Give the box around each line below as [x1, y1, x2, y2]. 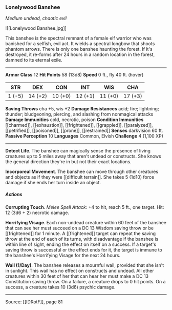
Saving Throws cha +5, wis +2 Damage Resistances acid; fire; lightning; [5, 106, 160, 112]
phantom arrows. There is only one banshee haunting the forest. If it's [5, 46, 153, 52]
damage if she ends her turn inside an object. [5, 180, 101, 186]
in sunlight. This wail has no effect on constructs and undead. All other [5, 268, 155, 274]
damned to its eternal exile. [5, 57, 62, 63]
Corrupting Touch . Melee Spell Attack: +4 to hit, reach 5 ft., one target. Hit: [5, 204, 164, 210]
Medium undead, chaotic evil [5, 15, 67, 22]
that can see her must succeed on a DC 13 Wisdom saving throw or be [5, 225, 154, 231]
